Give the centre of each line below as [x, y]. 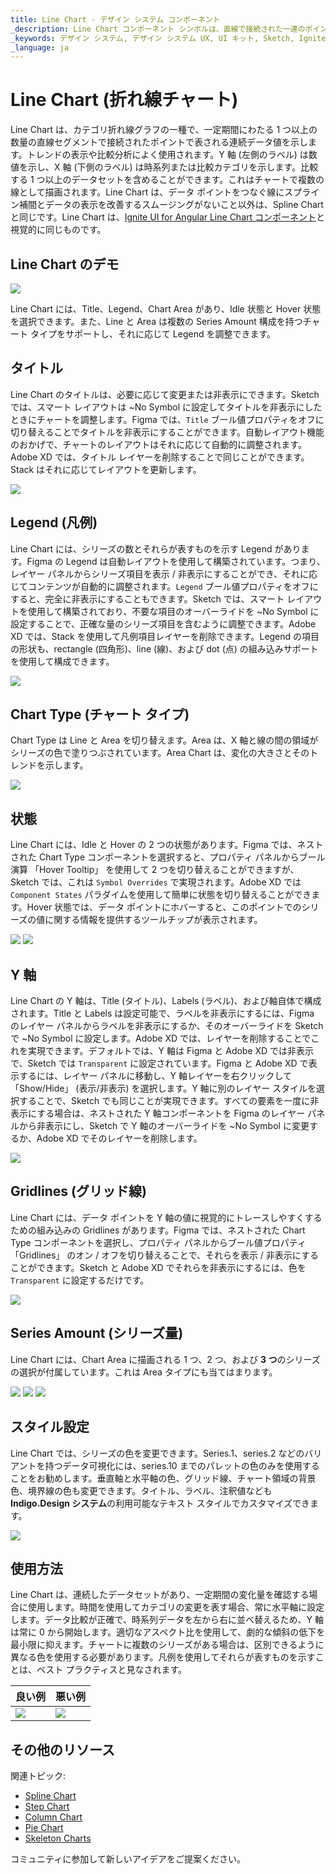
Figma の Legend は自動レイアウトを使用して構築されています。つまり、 [176, 561]
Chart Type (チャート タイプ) [100, 714]
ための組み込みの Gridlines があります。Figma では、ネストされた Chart [158, 1230]
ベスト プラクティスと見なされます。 [111, 1670]
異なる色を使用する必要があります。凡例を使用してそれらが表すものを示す [163, 1657]
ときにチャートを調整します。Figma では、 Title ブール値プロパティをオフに [167, 419]
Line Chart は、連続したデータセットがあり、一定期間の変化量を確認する [160, 1595]
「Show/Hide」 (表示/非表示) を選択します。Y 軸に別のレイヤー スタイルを [163, 1088]
